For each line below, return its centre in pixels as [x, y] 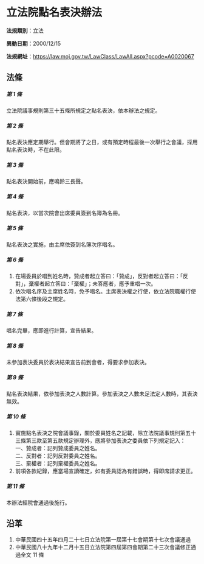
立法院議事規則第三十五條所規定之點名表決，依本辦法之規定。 [83, 111]
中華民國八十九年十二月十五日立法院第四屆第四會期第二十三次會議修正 [103, 547]
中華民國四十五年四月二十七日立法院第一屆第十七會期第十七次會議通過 [103, 539]
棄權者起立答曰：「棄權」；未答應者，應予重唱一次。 [92, 284]
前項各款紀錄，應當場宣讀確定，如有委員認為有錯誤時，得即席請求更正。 [105, 471]
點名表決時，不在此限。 [36, 150]
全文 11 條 [32, 554]
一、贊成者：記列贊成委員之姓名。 [58, 448]
